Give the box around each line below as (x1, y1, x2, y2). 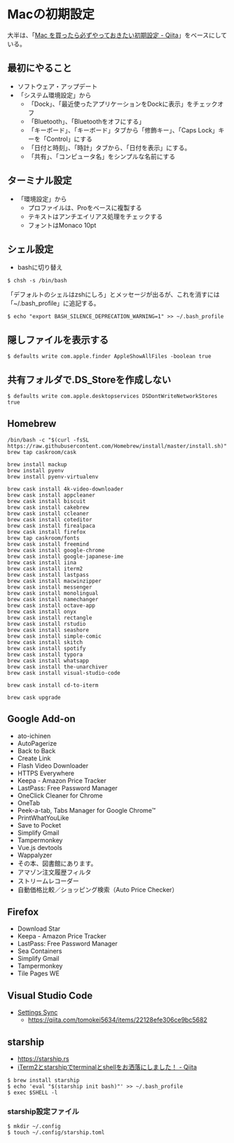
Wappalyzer (17, 851, 53, 859)
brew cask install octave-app (7, 602, 96, 609)
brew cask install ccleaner (7, 509, 90, 517)
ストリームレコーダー (17, 877, 79, 885)
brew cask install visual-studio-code (7, 669, 121, 676)
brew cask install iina (7, 559, 77, 566)
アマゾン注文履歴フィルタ (17, 868, 92, 876)
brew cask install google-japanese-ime (7, 553, 124, 560)
